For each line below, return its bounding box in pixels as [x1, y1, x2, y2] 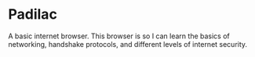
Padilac [8, 5, 57, 23]
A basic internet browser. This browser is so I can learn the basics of [8, 31, 230, 41]
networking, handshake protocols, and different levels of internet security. [8, 39, 248, 48]
